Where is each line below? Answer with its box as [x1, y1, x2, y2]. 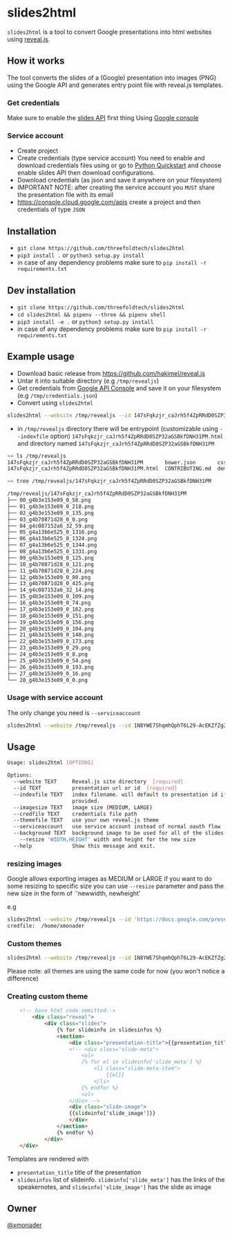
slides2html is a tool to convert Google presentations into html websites [7, 28, 212, 36]
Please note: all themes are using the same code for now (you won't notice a [7, 967, 225, 975]
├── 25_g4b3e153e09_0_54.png [7, 657, 91, 664]
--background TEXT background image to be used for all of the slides [13, 830, 224, 837]
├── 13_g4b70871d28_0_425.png [7, 580, 95, 587]
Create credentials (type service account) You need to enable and [17, 154, 205, 162]
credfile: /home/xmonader [7, 922, 85, 929]
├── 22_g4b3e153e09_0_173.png [7, 638, 95, 645]
